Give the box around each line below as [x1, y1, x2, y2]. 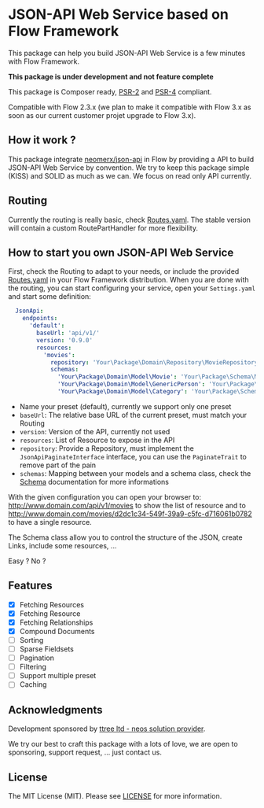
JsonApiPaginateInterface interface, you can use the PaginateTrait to [19, 452, 247, 461]
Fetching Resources [19, 600, 85, 609]
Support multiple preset [19, 671, 97, 681]
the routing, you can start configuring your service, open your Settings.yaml [8, 283, 256, 293]
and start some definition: [8, 292, 92, 301]
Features [8, 579, 53, 592]
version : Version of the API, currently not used [19, 426, 170, 436]
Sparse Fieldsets [19, 644, 75, 654]
